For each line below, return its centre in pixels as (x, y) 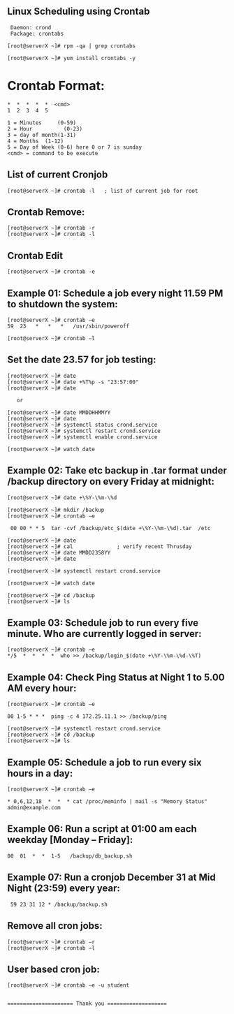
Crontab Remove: (46, 212)
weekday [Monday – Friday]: (70, 840)
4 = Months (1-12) (36, 141)
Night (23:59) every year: (64, 889)
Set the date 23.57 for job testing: (82, 360)
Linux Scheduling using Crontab (79, 12)
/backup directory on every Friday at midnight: (111, 482)
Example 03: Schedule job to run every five (103, 623)
